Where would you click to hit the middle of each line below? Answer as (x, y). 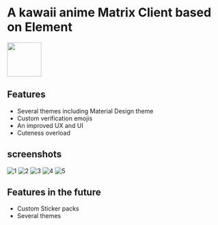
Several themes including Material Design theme (85, 111)
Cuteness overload (43, 133)
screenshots (35, 154)
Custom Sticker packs (48, 209)
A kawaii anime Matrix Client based (109, 13)
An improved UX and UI (50, 125)
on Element (40, 27)
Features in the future (54, 192)
